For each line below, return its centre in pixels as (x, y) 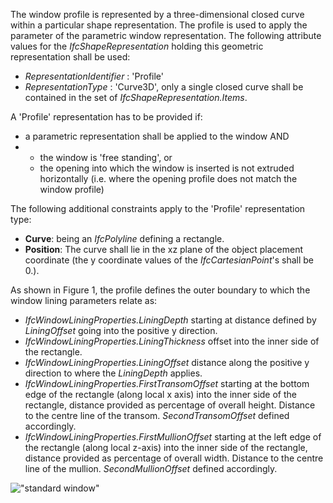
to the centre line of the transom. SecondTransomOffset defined (157, 415)
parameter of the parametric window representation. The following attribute (166, 35)
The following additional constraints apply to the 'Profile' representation (158, 208)
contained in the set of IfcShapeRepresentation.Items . (136, 97)
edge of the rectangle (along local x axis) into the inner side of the (160, 394)
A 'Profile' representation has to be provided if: (106, 117)
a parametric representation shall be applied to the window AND (157, 136)
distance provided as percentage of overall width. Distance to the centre (174, 458)
